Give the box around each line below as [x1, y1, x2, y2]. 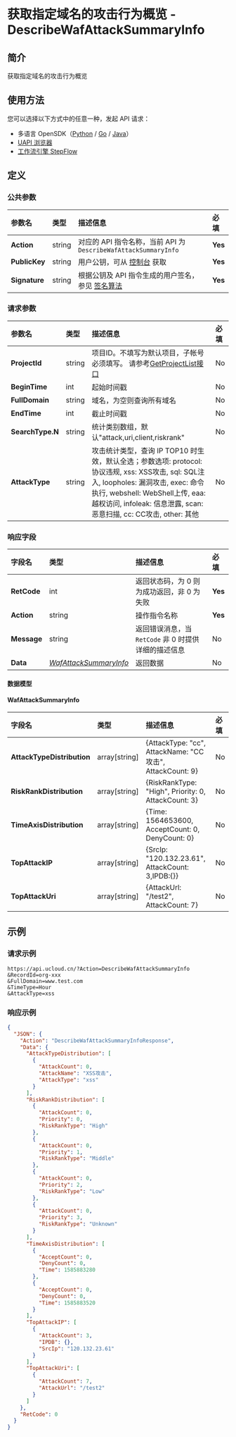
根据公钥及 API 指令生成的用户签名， [78, 270, 199, 280]
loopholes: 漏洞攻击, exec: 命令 [102, 477, 205, 487]
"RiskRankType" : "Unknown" [38, 1221, 118, 1228]
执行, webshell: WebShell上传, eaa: [91, 488, 206, 498]
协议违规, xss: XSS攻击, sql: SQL [91, 467, 198, 477]
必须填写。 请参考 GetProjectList [91, 358, 197, 368]
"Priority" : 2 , [38, 1181, 83, 1188]
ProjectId [11, 357, 42, 367]
